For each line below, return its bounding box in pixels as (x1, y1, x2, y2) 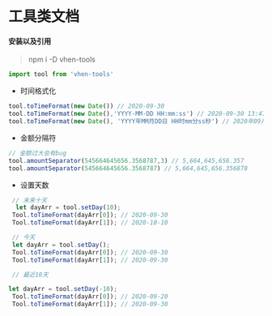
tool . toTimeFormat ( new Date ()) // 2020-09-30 (8, 102, 164, 110)
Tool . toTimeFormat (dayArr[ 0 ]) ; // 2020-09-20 (11, 293, 168, 301)
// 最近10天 (11, 271, 49, 279)
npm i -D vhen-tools (28, 54, 96, 65)
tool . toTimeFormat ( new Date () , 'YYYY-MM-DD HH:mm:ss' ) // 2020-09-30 (8, 110, 244, 118)
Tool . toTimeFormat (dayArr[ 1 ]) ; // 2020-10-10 (11, 219, 168, 227)
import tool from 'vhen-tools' (8, 70, 114, 79)
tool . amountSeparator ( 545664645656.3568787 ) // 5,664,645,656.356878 (8, 164, 249, 173)
